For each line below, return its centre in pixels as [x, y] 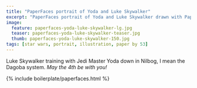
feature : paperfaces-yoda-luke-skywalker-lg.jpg [72, 28]
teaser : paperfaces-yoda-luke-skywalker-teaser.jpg [76, 33]
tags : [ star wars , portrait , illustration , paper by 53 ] [77, 45]
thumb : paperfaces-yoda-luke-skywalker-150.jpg [71, 39]
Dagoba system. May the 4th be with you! [57, 67]
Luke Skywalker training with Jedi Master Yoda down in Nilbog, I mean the [96, 61]
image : [14, 22]
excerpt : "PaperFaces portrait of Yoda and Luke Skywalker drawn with [94, 17]
